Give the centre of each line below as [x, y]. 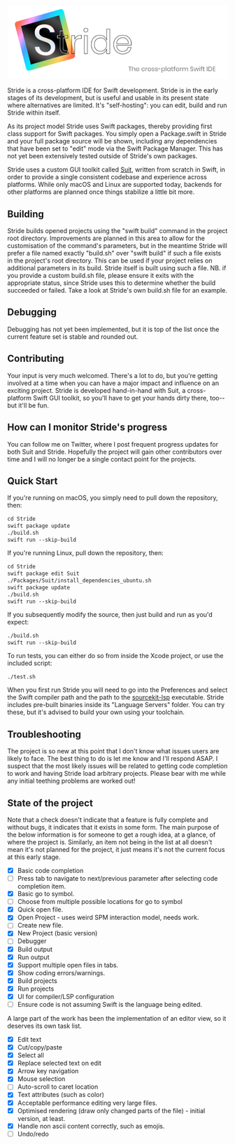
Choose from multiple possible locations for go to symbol [100, 902]
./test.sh [22, 677]
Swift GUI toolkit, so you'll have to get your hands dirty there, [120, 398]
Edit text [29, 1040]
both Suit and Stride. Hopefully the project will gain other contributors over [115, 452]
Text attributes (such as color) [61, 1095]
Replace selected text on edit [59, 1063]
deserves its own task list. [45, 1026]
